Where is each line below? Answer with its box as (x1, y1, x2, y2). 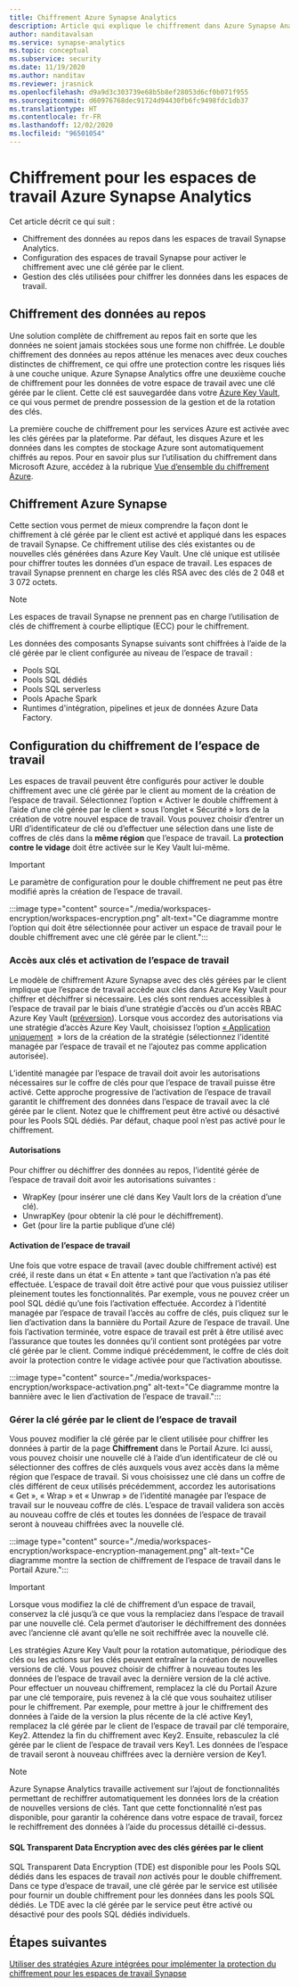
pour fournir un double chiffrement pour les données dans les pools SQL (9, 1890, 276, 1900)
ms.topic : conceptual (9, 46, 90, 55)
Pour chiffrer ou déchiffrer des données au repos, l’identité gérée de (9, 1165, 260, 1175)
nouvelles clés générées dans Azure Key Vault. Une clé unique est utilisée (9, 548, 280, 559)
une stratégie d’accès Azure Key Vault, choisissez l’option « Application (9, 1022, 271, 1033)
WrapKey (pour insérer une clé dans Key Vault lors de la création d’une (21, 1191, 282, 1202)
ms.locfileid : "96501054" (9, 129, 105, 138)
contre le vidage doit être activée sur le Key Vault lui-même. (9, 842, 230, 853)
